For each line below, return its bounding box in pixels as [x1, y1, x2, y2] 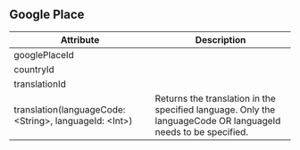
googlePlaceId [13, 48, 74, 61]
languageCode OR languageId [154, 114, 281, 127]
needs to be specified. [154, 125, 248, 137]
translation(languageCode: [13, 103, 126, 115]
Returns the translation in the [154, 92, 277, 104]
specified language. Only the [154, 103, 276, 115]
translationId [13, 78, 67, 90]
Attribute [60, 33, 100, 46]
